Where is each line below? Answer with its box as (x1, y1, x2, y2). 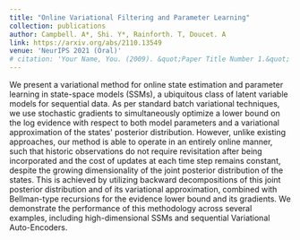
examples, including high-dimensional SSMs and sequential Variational (9, 212, 270, 223)
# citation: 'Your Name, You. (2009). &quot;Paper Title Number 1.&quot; (9, 55, 291, 64)
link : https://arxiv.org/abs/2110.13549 (9, 38, 163, 47)
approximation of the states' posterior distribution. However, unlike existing (9, 127, 287, 137)
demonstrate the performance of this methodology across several (9, 203, 253, 213)
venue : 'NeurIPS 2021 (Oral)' (9, 47, 123, 56)
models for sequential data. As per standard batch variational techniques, (9, 99, 280, 108)
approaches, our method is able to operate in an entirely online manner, (9, 136, 273, 147)
